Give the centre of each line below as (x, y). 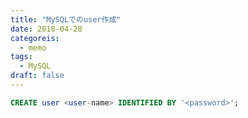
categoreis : (35, 38)
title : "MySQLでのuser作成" (66, 19)
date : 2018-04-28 (46, 29)
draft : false (37, 76)
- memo (33, 47)
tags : (21, 57)
